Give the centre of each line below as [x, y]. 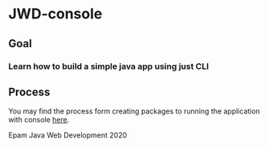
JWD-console [55, 14]
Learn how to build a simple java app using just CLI [109, 66]
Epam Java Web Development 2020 [68, 135]
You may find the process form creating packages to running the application [134, 111]
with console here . [39, 120]
